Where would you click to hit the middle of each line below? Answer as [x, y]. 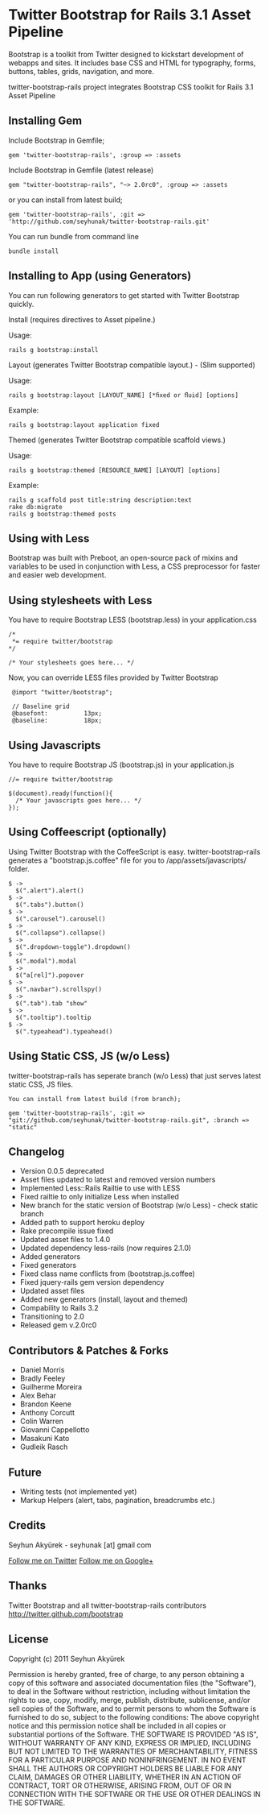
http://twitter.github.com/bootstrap [66, 1613]
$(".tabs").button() [50, 905]
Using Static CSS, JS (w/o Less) [89, 1056]
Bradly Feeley [43, 1378]
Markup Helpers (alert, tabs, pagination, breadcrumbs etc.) [117, 1501]
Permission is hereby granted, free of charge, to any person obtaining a [126, 1674]
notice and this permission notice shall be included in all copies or [117, 1725]
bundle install [34, 251]
